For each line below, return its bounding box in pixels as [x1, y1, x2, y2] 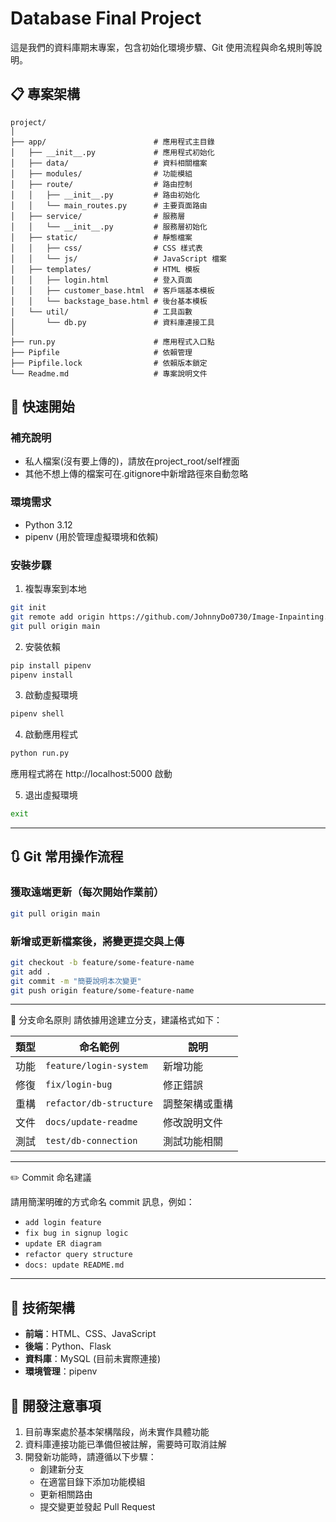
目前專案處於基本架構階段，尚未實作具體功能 [24, 1426, 210, 1438]
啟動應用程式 [24, 728, 78, 741]
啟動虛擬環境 [24, 689, 78, 701]
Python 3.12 [24, 518, 73, 531]
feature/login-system [45, 1060, 148, 1072]
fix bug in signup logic [24, 1228, 129, 1239]
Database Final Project [10, 7, 202, 30]
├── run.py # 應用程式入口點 [10, 337, 215, 347]
